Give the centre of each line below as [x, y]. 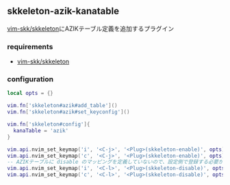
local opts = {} [30, 94]
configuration [30, 79]
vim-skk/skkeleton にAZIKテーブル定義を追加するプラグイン [91, 28]
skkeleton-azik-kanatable [63, 11]
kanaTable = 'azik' [41, 130]
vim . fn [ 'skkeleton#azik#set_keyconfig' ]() [68, 112]
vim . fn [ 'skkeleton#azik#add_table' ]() [62, 106]
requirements [30, 46]
